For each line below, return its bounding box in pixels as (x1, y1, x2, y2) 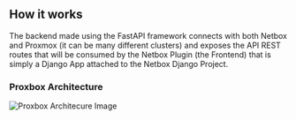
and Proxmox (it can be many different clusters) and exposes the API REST (9, 40, 281, 50)
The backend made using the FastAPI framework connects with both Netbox (9, 30, 288, 41)
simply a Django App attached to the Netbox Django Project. (9, 58, 229, 69)
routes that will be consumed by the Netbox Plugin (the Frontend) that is (9, 49, 271, 60)
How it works (9, 7, 83, 22)
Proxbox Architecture (9, 80, 103, 93)
